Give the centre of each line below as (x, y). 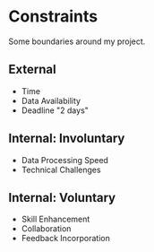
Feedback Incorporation (66, 239)
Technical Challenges (61, 169)
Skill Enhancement (56, 219)
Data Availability (51, 100)
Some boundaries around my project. (77, 41)
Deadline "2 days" (55, 110)
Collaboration (46, 229)
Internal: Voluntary (62, 198)
